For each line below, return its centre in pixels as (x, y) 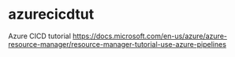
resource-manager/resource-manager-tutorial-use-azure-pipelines (117, 44)
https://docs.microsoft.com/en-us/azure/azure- (149, 36)
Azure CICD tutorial (39, 36)
